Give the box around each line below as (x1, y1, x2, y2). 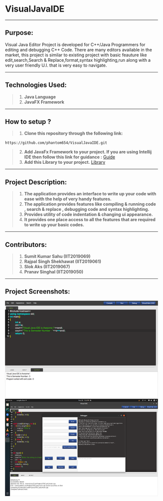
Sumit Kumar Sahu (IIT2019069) (24, 254, 91, 259)
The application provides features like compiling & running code (24, 201, 156, 207)
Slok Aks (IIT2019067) (24, 264, 70, 269)
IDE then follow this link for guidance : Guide (24, 154, 115, 160)
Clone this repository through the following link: (24, 130, 123, 137)
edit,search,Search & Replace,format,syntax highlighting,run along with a (5, 57, 151, 63)
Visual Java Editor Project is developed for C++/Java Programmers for (5, 41, 146, 47)
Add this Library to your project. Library (24, 159, 105, 165)
